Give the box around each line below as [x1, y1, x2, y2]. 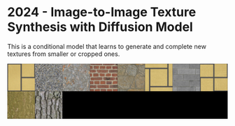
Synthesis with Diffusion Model [7, 19, 194, 35]
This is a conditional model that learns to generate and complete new [7, 42, 206, 50]
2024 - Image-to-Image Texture [7, 4, 197, 20]
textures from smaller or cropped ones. [7, 50, 120, 58]
